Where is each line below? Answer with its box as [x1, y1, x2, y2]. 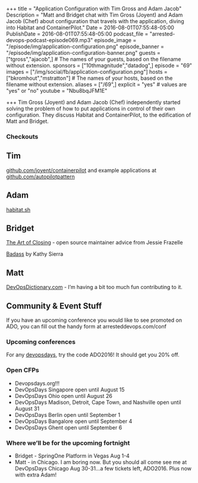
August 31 [14, 404, 40, 412]
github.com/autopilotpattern [6, 172, 76, 180]
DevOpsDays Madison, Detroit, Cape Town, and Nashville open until [14, 399, 181, 406]
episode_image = [94, 37, 137, 43]
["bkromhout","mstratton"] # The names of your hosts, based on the [6, 74, 173, 81]
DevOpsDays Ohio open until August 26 [14, 392, 113, 399]
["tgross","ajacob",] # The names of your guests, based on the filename [6, 56, 181, 62]
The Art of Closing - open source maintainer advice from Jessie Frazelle [6, 239, 183, 246]
